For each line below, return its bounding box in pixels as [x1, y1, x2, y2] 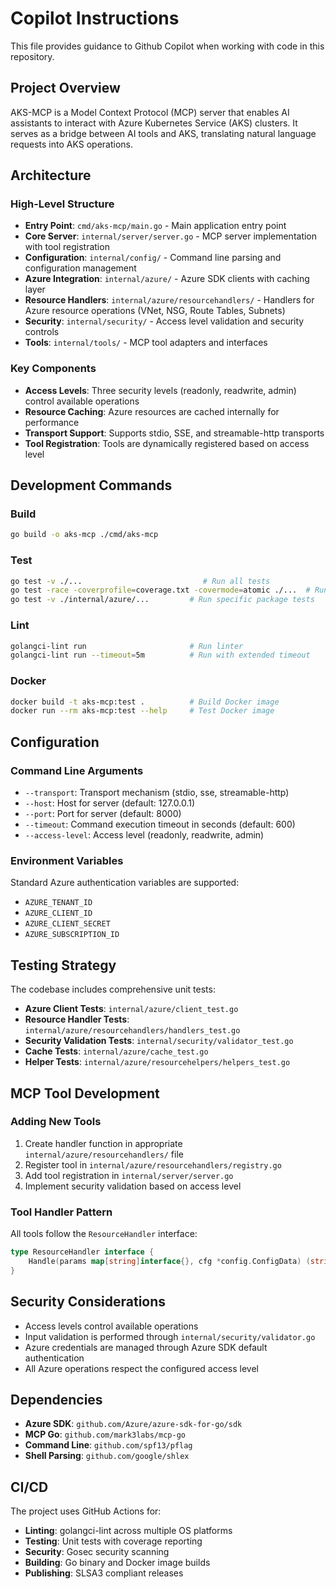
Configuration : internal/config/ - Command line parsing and [24, 252, 282, 264]
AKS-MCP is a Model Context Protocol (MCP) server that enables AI [10, 106, 290, 118]
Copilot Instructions [10, 7, 180, 30]
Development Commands [10, 477, 173, 494]
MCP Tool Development [10, 1085, 160, 1102]
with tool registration [24, 241, 110, 253]
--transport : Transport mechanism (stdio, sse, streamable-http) [24, 787, 290, 798]
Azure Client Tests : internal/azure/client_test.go [24, 1003, 239, 1015]
